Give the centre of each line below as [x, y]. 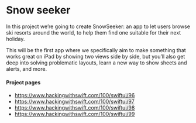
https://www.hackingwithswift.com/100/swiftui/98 [75, 108]
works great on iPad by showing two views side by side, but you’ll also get [96, 56]
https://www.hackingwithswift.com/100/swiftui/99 [75, 114]
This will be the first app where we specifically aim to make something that [96, 50]
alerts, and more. [27, 69]
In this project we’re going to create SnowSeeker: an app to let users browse [98, 26]
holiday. [16, 39]
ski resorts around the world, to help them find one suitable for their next [94, 32]
